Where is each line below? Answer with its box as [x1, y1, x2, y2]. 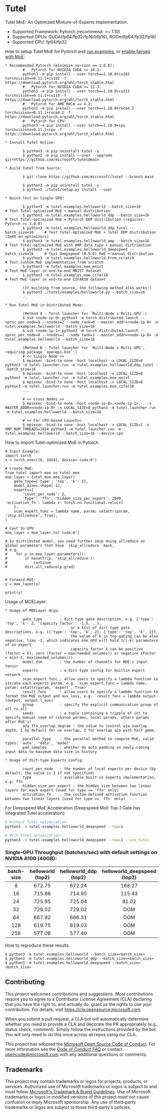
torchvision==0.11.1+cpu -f [5, 127, 62, 132]
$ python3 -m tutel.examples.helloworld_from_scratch [22, 255, 134, 261]
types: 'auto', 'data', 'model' [5, 741, 71, 745]
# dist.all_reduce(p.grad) [5, 564, 76, 569]
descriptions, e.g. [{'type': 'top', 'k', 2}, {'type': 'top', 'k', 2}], [5, 629, 159, 634]
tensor [5, 663, 19, 669]
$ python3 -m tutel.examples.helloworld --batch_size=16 [22, 204, 141, 209]
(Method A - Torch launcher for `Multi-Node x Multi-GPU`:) [22, 311, 147, 316]
